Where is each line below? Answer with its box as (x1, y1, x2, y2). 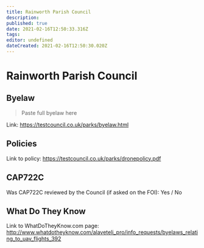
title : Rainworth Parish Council (6, 9, 91, 15)
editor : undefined (6, 37, 53, 43)
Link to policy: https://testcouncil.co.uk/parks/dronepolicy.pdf (6, 154, 161, 162)
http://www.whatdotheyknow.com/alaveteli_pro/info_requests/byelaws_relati (6, 229, 199, 236)
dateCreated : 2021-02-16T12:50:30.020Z (6, 43, 108, 49)
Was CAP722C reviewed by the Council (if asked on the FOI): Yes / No (6, 188, 183, 196)
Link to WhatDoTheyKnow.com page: (6, 222, 99, 230)
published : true (6, 20, 47, 26)
